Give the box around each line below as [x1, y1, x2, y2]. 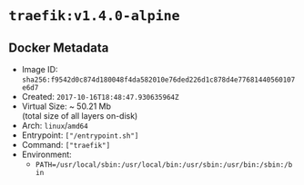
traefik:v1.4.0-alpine [8, 7, 180, 24]
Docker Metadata [8, 40, 109, 55]
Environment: [21, 149, 72, 160]
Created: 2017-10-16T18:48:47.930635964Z [21, 92, 179, 102]
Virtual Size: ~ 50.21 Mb [21, 101, 111, 112]
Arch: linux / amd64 [21, 121, 88, 131]
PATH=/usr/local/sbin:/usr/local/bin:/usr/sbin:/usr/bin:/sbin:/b [35, 161, 293, 170]
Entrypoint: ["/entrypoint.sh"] [21, 130, 139, 141]
